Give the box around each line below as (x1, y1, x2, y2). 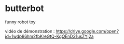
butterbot (5, 3, 44, 14)
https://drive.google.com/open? (55, 28, 119, 34)
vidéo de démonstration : (5, 28, 55, 34)
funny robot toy (5, 19, 36, 25)
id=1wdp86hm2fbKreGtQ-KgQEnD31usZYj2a (5, 33, 94, 39)
